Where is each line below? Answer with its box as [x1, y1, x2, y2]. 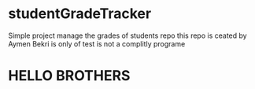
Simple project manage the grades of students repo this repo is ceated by [8, 31, 247, 40]
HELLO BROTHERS [8, 67, 131, 85]
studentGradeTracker [8, 5, 152, 23]
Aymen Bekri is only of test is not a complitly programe [8, 39, 186, 48]
